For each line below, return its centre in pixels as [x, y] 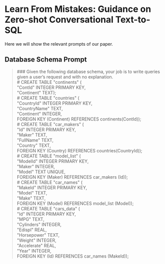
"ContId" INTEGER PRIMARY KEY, [51, 87]
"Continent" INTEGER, [39, 114]
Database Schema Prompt [46, 60]
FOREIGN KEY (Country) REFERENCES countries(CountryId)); [79, 150]
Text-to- [133, 20]
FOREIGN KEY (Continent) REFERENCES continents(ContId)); [79, 119]
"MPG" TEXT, [30, 219]
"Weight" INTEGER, [36, 240]
